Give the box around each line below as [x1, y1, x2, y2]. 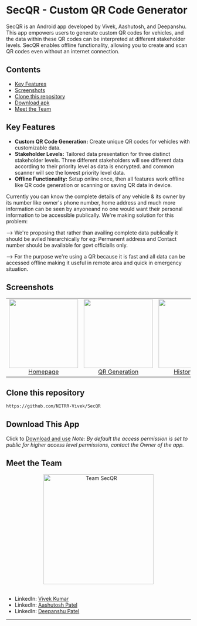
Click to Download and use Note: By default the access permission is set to [6, 435, 188, 442]
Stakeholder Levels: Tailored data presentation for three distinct [14, 150, 171, 157]
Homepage [28, 368, 59, 376]
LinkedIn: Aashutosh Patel [14, 601, 78, 608]
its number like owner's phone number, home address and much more [6, 199, 176, 206]
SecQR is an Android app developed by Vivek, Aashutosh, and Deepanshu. [6, 23, 187, 30]
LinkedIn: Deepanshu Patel [14, 607, 80, 614]
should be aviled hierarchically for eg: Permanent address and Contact [6, 235, 177, 242]
